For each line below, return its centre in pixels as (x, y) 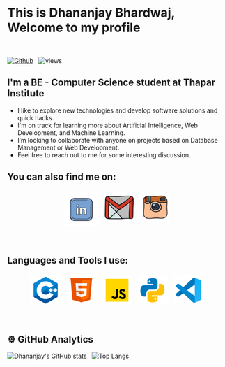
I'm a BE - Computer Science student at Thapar (111, 83)
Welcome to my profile (74, 28)
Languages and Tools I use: (68, 260)
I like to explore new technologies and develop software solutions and (117, 110)
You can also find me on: (62, 177)
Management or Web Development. (68, 147)
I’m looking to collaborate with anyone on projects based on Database (117, 140)
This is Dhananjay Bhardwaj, (91, 13)
